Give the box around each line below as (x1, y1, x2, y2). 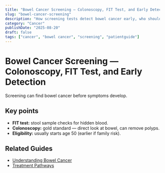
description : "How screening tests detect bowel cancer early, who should (5, 16, 162, 21)
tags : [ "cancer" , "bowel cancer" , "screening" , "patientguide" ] (5, 35, 139, 40)
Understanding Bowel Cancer (12, 157, 72, 163)
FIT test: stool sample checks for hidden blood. (12, 120, 109, 125)
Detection (5, 76, 46, 88)
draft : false (5, 30, 32, 35)
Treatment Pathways (12, 163, 55, 169)
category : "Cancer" (5, 21, 45, 26)
